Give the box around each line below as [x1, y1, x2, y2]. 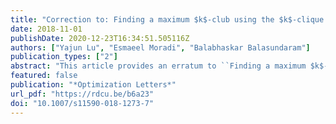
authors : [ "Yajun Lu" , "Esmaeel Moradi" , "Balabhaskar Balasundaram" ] [10, 42, 311, 53]
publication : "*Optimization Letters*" [10, 80, 177, 90]
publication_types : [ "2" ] [10, 52, 118, 62]
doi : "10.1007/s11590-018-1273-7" [10, 98, 155, 108]
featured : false [10, 71, 78, 81]
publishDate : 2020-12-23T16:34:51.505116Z [10, 33, 190, 43]
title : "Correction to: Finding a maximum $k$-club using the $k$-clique [10, 14, 325, 25]
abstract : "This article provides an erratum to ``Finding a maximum [10, 61, 307, 71]
